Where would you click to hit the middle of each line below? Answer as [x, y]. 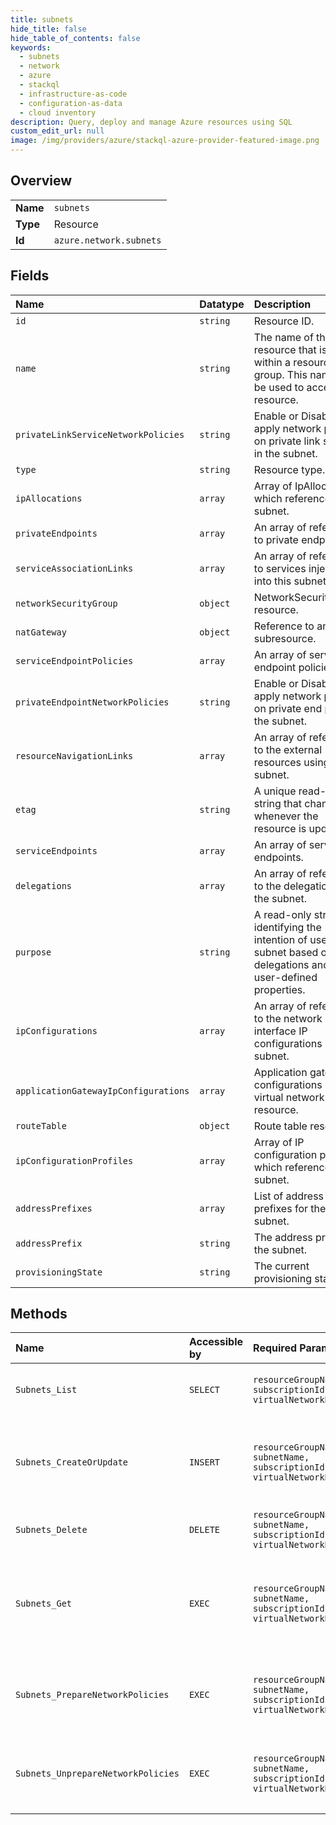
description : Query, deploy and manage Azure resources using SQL [151, 122]
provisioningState [59, 1272]
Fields [30, 276]
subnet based [286, 952]
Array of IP [279, 1142]
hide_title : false [48, 29]
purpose [33, 952]
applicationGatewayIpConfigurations [102, 1090]
